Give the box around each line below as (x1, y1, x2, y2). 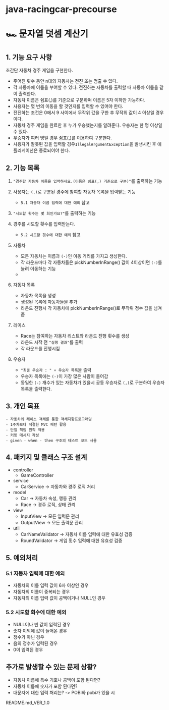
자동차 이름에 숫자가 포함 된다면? (13, 683, 78, 689)
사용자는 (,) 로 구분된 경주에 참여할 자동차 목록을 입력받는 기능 (13, 189, 136, 195)
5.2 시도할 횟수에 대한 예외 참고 (20, 232, 81, 238)
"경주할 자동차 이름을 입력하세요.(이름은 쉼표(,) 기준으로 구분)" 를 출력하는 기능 (13, 178, 162, 184)
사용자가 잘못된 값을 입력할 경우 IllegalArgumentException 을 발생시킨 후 (13, 141, 156, 147)
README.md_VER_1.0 (6, 700, 50, 706)
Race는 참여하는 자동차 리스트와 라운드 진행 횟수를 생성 (20, 333, 130, 339)
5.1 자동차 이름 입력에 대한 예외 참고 (20, 199, 90, 205)
